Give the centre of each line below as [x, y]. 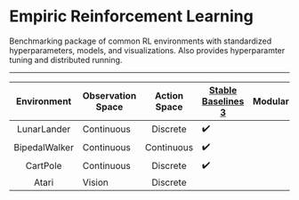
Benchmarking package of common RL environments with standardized [141, 41]
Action [169, 95]
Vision [95, 182]
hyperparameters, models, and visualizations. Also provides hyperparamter [147, 50]
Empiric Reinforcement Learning [131, 16]
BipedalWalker [44, 148]
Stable [223, 90]
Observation [109, 95]
